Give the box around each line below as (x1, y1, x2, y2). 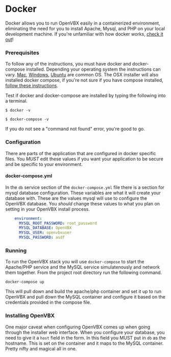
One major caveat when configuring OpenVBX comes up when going (5, 324, 151, 330)
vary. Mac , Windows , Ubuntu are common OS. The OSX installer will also (5, 72, 159, 78)
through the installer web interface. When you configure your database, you (5, 329, 165, 335)
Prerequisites (5, 49, 39, 56)
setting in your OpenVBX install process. (5, 206, 90, 212)
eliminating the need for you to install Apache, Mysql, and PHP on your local (5, 25, 165, 31)
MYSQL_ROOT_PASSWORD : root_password (18, 221, 97, 226)
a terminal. (5, 98, 28, 104)
